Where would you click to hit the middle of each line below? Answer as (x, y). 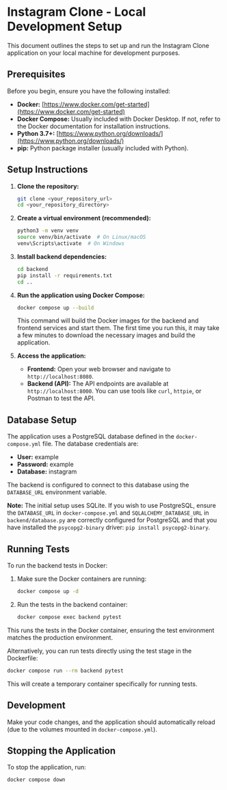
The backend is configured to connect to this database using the (98, 485)
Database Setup (42, 420)
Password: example (45, 465)
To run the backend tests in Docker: (57, 566)
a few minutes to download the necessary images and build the (106, 335)
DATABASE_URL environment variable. (57, 492)
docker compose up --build (55, 307)
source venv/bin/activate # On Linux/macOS (81, 237)
